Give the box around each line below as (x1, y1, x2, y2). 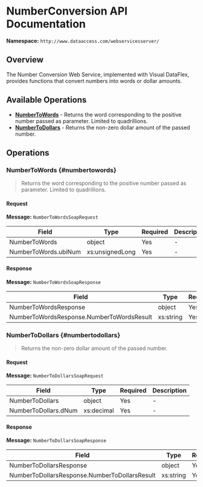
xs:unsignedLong (86, 248, 136, 256)
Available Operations (6, 95, 87, 105)
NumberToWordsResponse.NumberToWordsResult (9, 313, 152, 321)
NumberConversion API (6, 4, 128, 18)
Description (152, 386, 187, 395)
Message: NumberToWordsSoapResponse (6, 278, 101, 285)
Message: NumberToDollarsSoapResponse (6, 437, 107, 444)
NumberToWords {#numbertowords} (6, 165, 117, 174)
